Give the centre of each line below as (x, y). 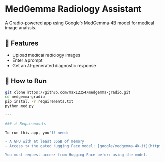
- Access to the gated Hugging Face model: (50, 146)
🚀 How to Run (26, 81)
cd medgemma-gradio (25, 97)
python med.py (20, 106)
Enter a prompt (27, 60)
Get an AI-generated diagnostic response (54, 65)
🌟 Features (22, 43)
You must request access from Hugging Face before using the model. (77, 155)
